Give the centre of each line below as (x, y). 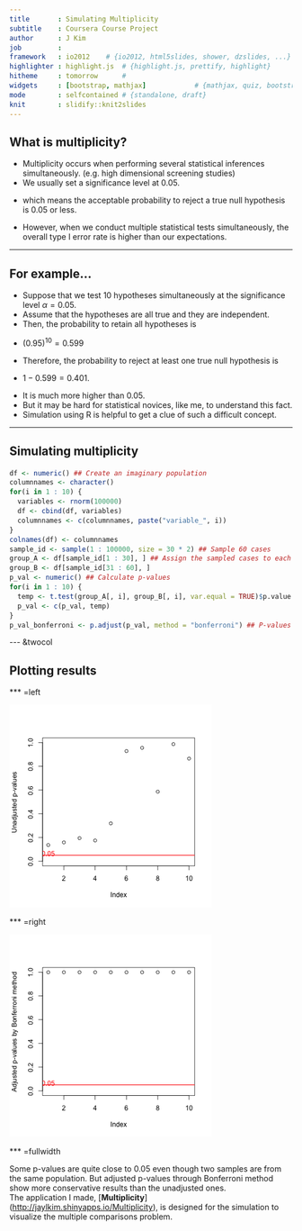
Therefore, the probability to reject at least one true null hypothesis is (150, 360)
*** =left (25, 692)
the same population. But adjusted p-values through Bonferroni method (142, 1179)
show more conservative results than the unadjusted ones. (118, 1188)
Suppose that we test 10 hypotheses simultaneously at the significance (154, 295)
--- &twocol (31, 642)
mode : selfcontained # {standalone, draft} (108, 95)
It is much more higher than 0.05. (84, 395)
